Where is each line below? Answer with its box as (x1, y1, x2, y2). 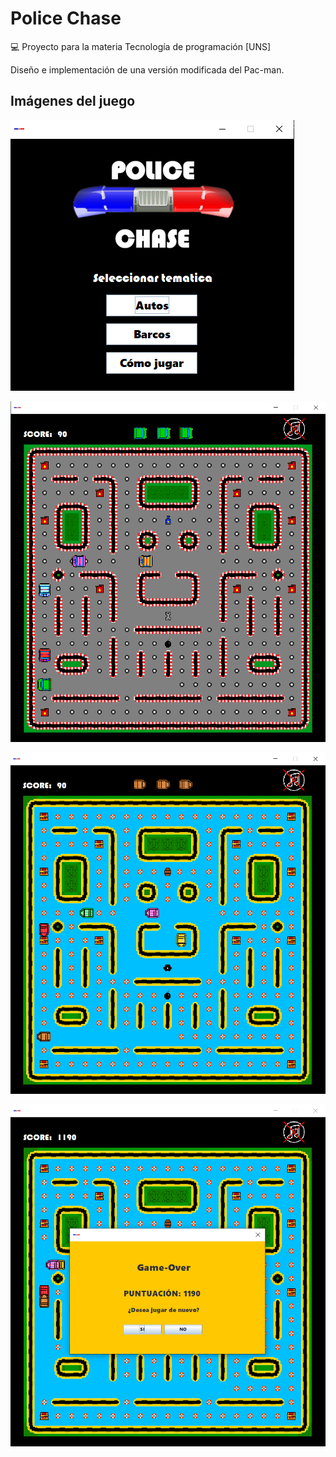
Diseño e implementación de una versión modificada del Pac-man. (10, 63, 285, 76)
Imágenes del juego (10, 93, 136, 110)
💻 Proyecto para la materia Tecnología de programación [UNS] (10, 40, 272, 52)
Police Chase (10, 7, 122, 30)
